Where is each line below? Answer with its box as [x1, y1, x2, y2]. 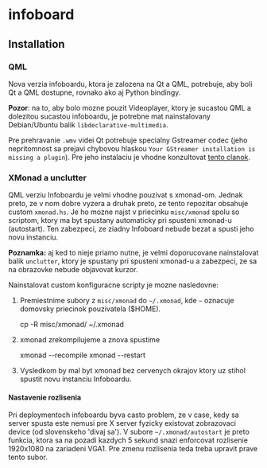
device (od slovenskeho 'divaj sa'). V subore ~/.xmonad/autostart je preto [8, 427, 250, 437]
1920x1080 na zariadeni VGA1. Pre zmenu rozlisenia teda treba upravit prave [8, 444, 258, 454]
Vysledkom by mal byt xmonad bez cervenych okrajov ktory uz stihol [19, 366, 246, 376]
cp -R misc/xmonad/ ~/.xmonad [19, 320, 125, 330]
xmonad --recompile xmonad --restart [19, 350, 145, 360]
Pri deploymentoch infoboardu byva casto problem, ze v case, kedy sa [8, 410, 240, 419]
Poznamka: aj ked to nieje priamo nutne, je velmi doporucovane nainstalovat [8, 248, 259, 258]
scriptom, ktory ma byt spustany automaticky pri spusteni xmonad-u [8, 216, 233, 225]
